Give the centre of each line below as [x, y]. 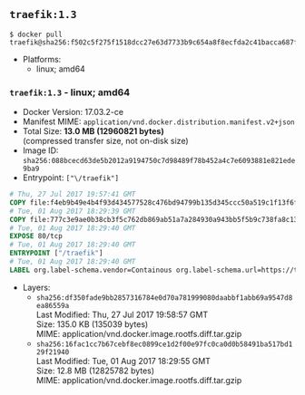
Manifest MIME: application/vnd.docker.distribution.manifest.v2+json [158, 121]
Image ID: [40, 150]
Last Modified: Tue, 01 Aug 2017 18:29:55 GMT [123, 361]
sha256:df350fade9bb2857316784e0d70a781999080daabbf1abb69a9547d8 [164, 298]
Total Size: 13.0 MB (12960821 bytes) [93, 131]
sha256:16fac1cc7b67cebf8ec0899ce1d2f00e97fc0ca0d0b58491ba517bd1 [164, 344]
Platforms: [42, 59]
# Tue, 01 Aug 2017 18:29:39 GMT [73, 211]
